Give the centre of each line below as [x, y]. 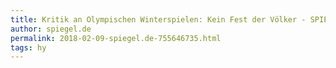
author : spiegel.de [51, 29]
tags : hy [28, 47]
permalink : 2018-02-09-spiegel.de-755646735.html [116, 38]
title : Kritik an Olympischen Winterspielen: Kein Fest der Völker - [158, 19]
